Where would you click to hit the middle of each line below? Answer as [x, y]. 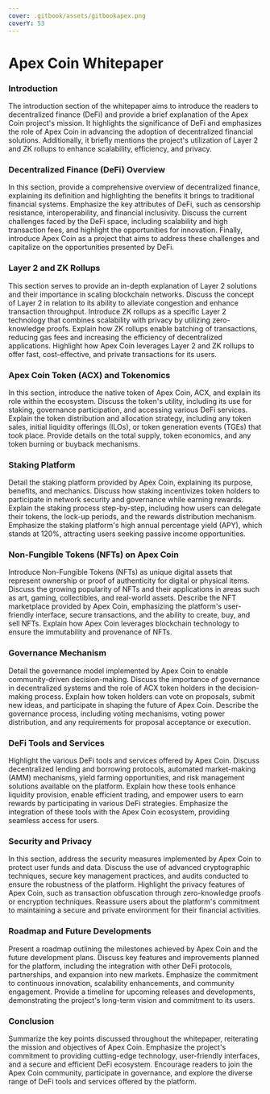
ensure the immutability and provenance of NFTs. [90, 632]
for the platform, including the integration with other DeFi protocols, [120, 966]
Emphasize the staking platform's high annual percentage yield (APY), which [135, 526]
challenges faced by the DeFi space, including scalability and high [118, 222]
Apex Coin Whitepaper [86, 63]
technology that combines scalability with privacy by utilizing [110, 320]
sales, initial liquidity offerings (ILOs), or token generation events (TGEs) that [135, 426]
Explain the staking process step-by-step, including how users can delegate [135, 508]
